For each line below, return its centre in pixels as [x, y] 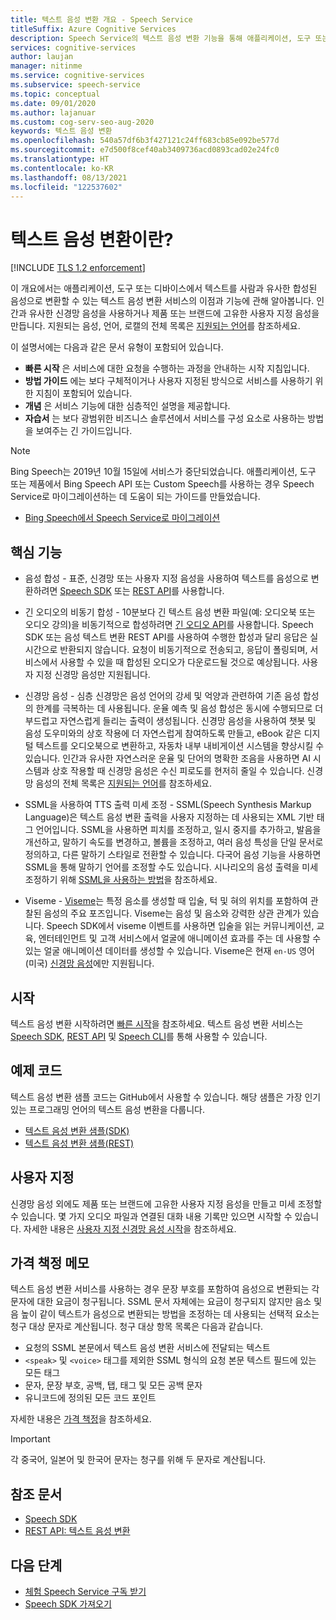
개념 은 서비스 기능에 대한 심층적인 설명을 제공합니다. [127, 406]
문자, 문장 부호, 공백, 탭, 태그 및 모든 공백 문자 [113, 1385]
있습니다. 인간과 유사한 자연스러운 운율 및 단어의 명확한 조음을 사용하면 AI [167, 758]
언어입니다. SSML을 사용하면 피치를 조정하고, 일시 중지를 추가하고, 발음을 [178, 830]
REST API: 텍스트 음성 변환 [77, 1531]
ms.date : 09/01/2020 [53, 103]
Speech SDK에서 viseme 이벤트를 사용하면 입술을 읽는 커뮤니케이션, [180, 926]
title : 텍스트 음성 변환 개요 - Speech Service [101, 19]
